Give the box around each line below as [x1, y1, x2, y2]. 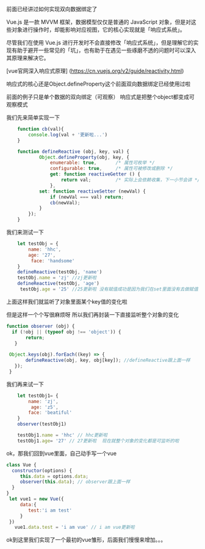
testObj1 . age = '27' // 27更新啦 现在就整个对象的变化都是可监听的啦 [17, 438, 179, 444]
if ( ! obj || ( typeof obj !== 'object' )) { [12, 329, 121, 335]
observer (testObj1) [17, 421, 67, 427]
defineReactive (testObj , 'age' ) [17, 281, 99, 287]
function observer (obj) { [6, 323, 75, 329]
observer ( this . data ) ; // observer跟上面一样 [20, 479, 131, 485]
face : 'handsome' [31, 257, 75, 264]
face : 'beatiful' [28, 410, 72, 416]
